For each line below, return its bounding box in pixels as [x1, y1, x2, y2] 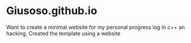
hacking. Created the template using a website [6, 29, 121, 37]
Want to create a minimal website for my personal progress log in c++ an [6, 24, 185, 31]
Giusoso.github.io [6, 4, 97, 18]
